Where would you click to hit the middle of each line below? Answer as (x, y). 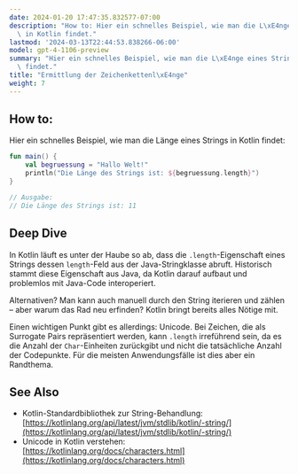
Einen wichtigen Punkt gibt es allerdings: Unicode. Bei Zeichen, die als (137, 326)
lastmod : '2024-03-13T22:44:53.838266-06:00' (94, 42)
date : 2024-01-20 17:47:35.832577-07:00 (85, 17)
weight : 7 (27, 83)
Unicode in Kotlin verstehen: (74, 442)
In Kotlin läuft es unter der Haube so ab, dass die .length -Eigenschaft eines (147, 254)
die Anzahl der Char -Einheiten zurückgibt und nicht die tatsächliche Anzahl (145, 346)
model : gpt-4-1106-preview (59, 51)
